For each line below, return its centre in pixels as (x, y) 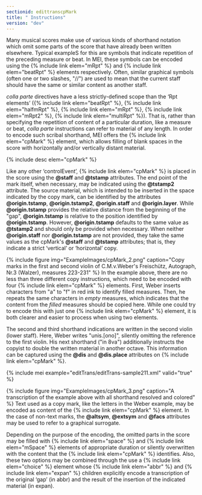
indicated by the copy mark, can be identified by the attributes (84, 197)
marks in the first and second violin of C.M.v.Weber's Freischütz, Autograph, (101, 266)
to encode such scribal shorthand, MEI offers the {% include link (86, 135)
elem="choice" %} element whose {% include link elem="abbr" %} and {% (99, 467)
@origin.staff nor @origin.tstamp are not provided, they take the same (95, 235)
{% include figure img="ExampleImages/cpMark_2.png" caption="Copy (96, 260)
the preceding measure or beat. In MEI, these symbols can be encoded (94, 59)
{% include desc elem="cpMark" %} (52, 160)
